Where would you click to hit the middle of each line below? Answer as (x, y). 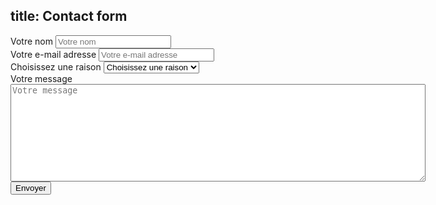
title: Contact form (69, 16)
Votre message (41, 78)
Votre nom (31, 41)
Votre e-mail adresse (53, 54)
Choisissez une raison (56, 66)
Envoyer (31, 187)
